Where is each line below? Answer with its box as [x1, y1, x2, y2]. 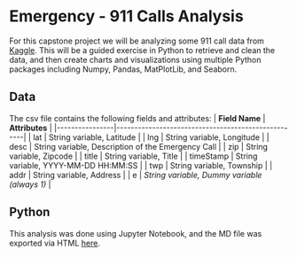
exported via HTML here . [9, 238, 100, 248]
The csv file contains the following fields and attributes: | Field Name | [9, 113, 266, 123]
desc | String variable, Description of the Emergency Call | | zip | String [9, 141, 269, 152]
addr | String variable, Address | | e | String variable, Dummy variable [9, 169, 262, 180]
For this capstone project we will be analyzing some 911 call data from [9, 35, 264, 46]
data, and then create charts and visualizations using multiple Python [9, 54, 262, 65]
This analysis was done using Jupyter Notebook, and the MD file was [9, 228, 262, 238]
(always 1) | [9, 179, 51, 190]
